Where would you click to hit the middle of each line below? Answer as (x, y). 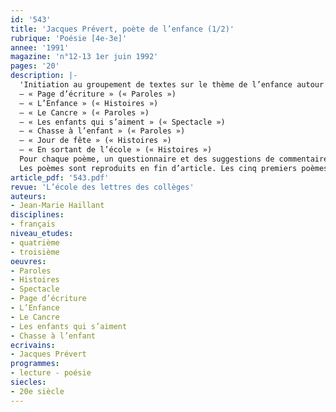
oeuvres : (28, 261)
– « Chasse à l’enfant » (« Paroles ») (102, 131)
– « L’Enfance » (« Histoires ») (89, 103)
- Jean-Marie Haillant (57, 206)
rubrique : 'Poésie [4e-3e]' (69, 38)
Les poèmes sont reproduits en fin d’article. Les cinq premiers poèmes (174, 168)
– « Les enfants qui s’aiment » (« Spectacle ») (122, 122)
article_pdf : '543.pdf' (60, 177)
